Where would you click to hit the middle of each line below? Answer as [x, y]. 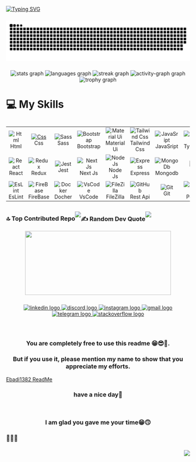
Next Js [89, 173]
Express [140, 173]
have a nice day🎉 [98, 394]
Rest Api [140, 197]
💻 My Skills [35, 104]
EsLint [16, 197]
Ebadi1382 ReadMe [29, 379]
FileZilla [115, 197]
